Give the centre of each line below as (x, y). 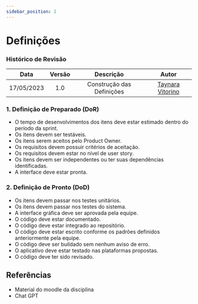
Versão (60, 74)
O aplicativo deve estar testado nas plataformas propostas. (86, 250)
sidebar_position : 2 (32, 11)
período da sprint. (36, 128)
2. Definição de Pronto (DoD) (48, 187)
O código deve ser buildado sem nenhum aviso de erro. (82, 244)
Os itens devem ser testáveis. (50, 135)
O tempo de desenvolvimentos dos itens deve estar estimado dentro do (101, 122)
